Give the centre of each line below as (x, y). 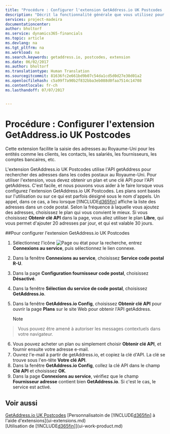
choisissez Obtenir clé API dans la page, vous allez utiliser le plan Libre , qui (84, 218)
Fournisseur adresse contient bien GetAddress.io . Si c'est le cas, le (84, 382)
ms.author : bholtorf (27, 66)
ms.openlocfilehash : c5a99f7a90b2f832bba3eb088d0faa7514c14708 (74, 81)
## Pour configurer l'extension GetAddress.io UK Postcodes (67, 233)
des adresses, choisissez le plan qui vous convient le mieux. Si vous (77, 212)
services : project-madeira (34, 19)
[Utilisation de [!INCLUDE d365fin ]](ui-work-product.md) (64, 426)
